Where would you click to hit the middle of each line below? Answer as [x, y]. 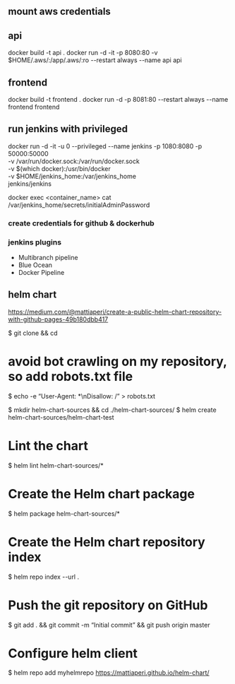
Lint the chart [48, 446]
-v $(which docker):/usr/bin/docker [60, 168]
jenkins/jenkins [30, 184]
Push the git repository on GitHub [108, 605]
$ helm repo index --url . [44, 577]
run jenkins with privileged [68, 129]
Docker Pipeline [41, 273]
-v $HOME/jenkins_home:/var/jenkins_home [72, 176]
